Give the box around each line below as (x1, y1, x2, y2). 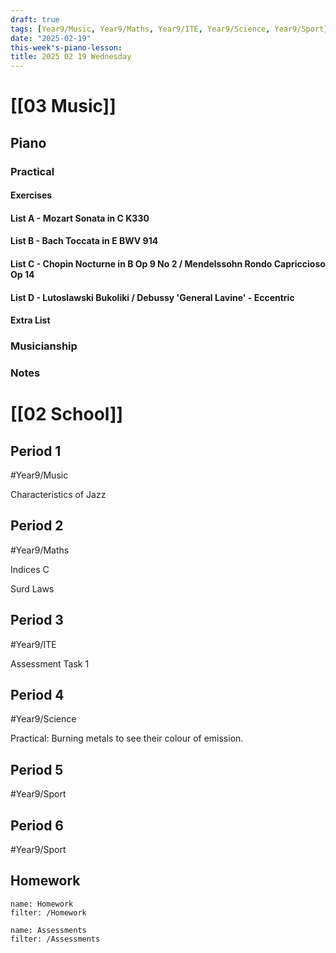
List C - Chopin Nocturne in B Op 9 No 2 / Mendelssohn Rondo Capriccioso (10, 258, 326, 270)
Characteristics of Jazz (10, 489, 107, 501)
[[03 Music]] (10, 95, 117, 118)
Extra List (10, 314, 51, 326)
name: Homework (10, 899, 74, 909)
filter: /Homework (10, 907, 87, 918)
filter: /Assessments (10, 934, 101, 944)
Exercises (10, 189, 53, 201)
